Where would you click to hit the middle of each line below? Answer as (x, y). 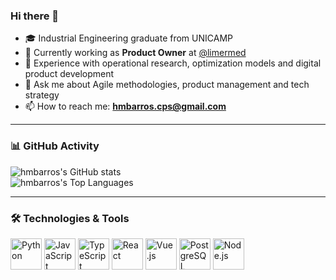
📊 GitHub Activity (55, 146)
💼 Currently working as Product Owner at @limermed (135, 53)
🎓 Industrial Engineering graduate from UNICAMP (128, 38)
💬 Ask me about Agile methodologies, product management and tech (167, 85)
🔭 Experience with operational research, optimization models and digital (173, 63)
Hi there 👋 (35, 16)
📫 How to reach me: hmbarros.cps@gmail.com (125, 106)
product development (69, 74)
